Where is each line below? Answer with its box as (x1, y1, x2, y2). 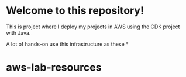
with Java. (6, 29, 31, 36)
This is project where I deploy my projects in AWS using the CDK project (6, 23, 180, 30)
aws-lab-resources (6, 61, 102, 74)
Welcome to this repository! (6, 4, 144, 17)
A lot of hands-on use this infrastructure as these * (6, 41, 129, 47)
